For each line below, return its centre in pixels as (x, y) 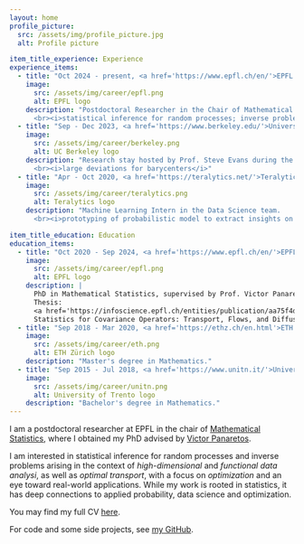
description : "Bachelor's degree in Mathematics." (123, 403)
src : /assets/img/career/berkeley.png (106, 144)
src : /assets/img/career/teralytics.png (110, 194)
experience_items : (44, 68)
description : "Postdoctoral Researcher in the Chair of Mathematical (160, 109)
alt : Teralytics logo (74, 202)
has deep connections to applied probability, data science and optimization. (151, 494)
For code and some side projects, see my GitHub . (102, 530)
